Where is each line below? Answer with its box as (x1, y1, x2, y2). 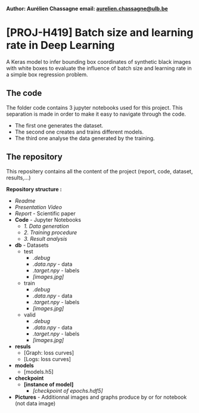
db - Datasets (14, 241, 49, 249)
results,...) (6, 174, 31, 181)
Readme (14, 197, 36, 204)
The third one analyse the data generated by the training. (14, 134, 155, 142)
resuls (14, 343, 31, 350)
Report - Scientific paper (14, 210, 76, 217)
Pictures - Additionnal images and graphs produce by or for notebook (14, 393, 187, 400)
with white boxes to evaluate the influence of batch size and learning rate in (6, 64, 192, 72)
